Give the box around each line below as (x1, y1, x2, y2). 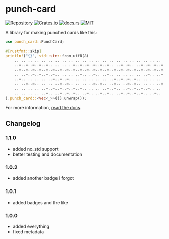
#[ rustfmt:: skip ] (5, 49, 42, 54)
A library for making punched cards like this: (5, 29, 97, 35)
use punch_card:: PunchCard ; (5, 39, 65, 44)
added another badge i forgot (12, 175, 74, 181)
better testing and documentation (12, 151, 82, 157)
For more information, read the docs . (5, 105, 82, 111)
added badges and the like (12, 199, 68, 205)
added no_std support (12, 146, 59, 152)
